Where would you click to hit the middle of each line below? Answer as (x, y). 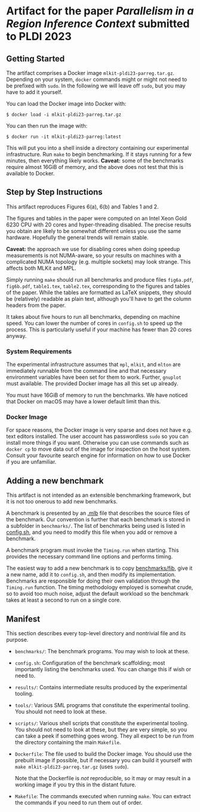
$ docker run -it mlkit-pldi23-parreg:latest (64, 137)
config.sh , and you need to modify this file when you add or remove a (92, 532)
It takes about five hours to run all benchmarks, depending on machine (93, 316)
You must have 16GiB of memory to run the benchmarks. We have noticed (97, 395)
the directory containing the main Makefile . (68, 742)
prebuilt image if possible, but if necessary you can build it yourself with (104, 760)
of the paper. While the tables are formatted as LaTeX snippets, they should (99, 292)
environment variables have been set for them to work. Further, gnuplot (94, 377)
